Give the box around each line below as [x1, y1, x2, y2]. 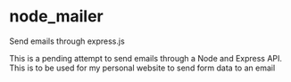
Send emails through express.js [9, 36, 125, 46]
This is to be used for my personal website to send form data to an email [9, 62, 276, 73]
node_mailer [9, 6, 104, 27]
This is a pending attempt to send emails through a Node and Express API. [9, 53, 283, 63]
